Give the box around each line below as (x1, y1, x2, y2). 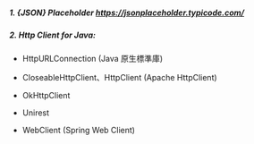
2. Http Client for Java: (9, 30, 97, 40)
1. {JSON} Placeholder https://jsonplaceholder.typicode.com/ (9, 7, 245, 18)
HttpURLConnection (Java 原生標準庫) (21, 54, 164, 64)
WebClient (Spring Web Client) (21, 125, 136, 136)
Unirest (21, 107, 50, 118)
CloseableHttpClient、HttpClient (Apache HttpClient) (21, 72, 217, 83)
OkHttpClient (21, 90, 71, 101)
